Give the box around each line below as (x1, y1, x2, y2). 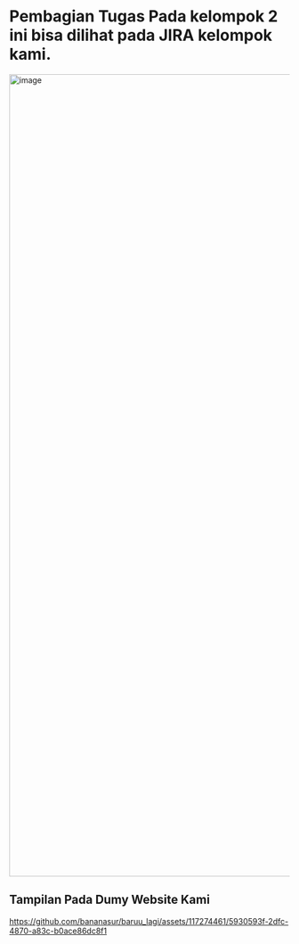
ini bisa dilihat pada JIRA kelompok (9, 25, 273, 45)
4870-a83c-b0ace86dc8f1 (9, 925, 108, 936)
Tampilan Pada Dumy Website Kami (9, 892, 211, 907)
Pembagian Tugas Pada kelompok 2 (9, 6, 279, 27)
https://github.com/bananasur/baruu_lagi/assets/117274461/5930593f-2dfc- (9, 915, 289, 926)
